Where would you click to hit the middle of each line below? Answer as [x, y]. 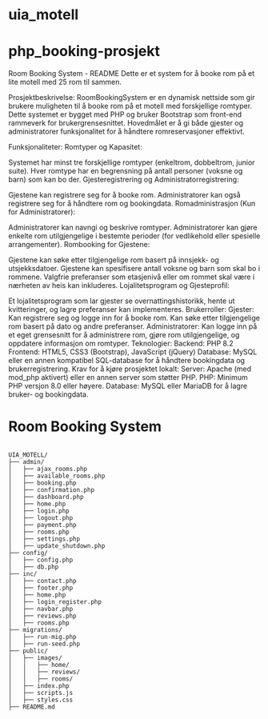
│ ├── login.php [39, 511]
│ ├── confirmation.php [51, 490]
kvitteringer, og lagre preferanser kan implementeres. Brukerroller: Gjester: [131, 310]
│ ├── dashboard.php [46, 497]
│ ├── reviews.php [43, 616]
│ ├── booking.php [43, 483]
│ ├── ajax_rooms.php [48, 469]
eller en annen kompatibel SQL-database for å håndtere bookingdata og [127, 361]
